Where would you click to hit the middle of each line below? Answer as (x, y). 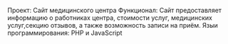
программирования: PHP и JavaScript (65, 33)
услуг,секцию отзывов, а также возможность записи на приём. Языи (113, 25)
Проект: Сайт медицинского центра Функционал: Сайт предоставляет (115, 10)
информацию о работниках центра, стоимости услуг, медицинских (110, 18)
